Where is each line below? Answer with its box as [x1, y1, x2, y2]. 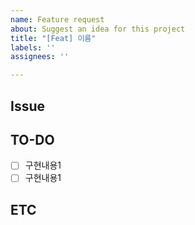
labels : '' [10, 42, 56, 53]
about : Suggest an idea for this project [10, 24, 186, 34]
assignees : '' [10, 52, 70, 62]
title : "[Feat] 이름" [10, 33, 97, 43]
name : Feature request [10, 14, 105, 25]
